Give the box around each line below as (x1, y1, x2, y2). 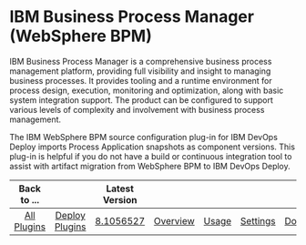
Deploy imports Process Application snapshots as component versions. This (9, 141, 296, 152)
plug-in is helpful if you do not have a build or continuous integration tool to (9, 150, 292, 161)
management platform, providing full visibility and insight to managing (9, 66, 271, 77)
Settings (240, 214, 276, 227)
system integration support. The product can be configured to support (9, 94, 273, 106)
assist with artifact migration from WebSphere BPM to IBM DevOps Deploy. (9, 160, 291, 171)
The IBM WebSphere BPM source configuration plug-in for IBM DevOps (9, 131, 278, 142)
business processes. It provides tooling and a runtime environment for (9, 75, 273, 86)
